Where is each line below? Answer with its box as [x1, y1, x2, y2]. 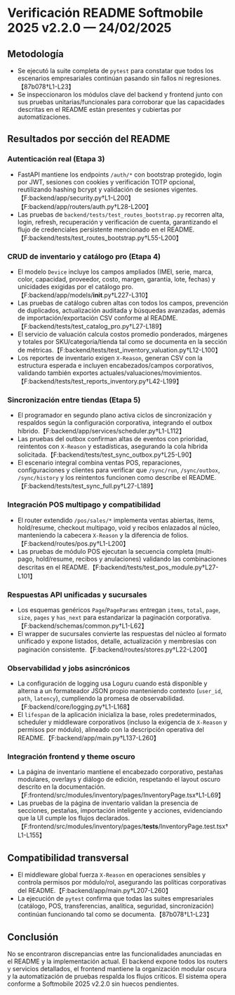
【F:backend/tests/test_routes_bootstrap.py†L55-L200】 [17, 234, 182, 242]
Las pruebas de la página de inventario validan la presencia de [17, 799, 199, 807]
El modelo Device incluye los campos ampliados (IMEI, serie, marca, [17, 267, 214, 276]
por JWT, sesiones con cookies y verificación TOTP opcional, [17, 177, 196, 186]
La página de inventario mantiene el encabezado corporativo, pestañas [17, 768, 223, 776]
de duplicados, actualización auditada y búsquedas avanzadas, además [17, 306, 226, 315]
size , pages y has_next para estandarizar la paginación [17, 613, 175, 621]
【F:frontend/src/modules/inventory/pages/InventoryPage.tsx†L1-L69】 [17, 791, 224, 799]
